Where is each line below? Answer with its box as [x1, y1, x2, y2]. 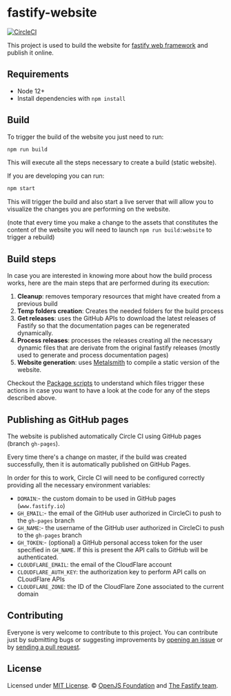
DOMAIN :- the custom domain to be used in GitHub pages [17, 494, 177, 502]
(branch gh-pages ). [7, 439, 60, 447]
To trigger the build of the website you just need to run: [7, 133, 164, 141]
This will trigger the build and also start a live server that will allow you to [7, 198, 214, 206]
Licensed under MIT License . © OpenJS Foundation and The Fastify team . [7, 681, 219, 689]
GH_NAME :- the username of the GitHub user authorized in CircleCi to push [17, 523, 225, 532]
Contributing [7, 610, 63, 621]
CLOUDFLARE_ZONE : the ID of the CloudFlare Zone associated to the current [17, 582, 224, 590]
